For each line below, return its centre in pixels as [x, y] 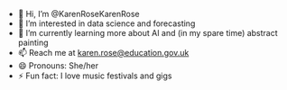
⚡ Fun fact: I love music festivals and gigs [95, 76]
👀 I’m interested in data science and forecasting [106, 23]
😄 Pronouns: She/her [58, 66]
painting [33, 42]
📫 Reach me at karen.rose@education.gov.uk [103, 53]
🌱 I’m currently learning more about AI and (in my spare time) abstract [148, 33]
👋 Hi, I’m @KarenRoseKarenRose [79, 14]
